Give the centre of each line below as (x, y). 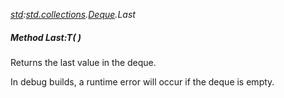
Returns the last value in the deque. (83, 62)
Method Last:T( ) (46, 37)
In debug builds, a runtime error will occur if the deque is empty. (142, 81)
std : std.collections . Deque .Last (73, 14)
